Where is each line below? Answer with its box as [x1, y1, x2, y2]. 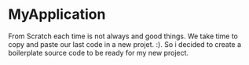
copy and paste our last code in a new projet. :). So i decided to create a [8, 39, 242, 49]
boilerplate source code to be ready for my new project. [8, 48, 189, 57]
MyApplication [8, 5, 106, 23]
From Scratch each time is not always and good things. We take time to [8, 31, 238, 41]
